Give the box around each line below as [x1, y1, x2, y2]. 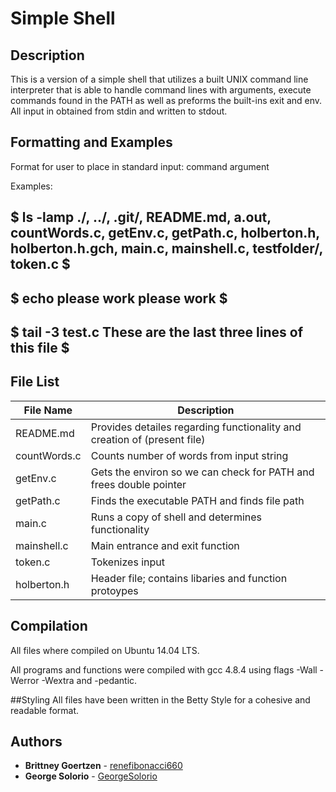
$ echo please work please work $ [10, 290, 228, 307]
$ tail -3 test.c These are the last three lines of [10, 323, 304, 341]
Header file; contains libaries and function [90, 571, 288, 585]
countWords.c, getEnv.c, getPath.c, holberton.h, [10, 225, 320, 242]
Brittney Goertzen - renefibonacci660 [24, 760, 183, 772]
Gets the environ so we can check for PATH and [90, 465, 315, 479]
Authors [10, 733, 63, 750]
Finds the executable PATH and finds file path [90, 493, 305, 507]
